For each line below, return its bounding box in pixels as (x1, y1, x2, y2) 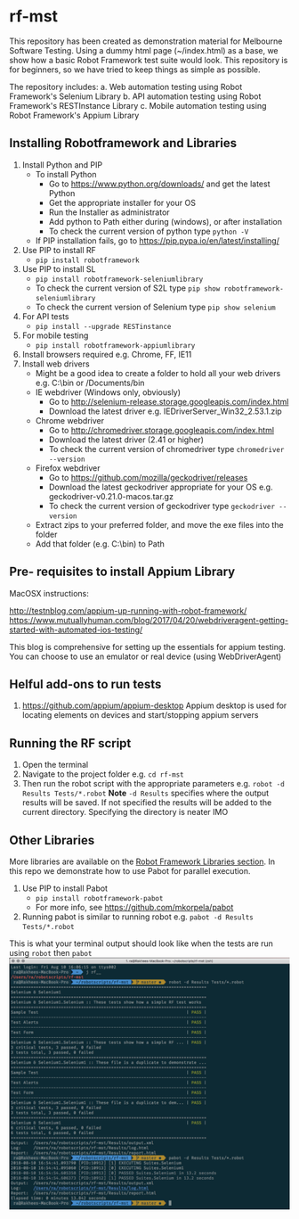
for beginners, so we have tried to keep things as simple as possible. (9, 64, 261, 75)
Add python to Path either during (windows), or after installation (48, 216, 283, 227)
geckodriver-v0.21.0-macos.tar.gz (48, 490, 174, 501)
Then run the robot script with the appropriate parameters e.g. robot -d (21, 778, 285, 789)
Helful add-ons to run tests (9, 676, 162, 692)
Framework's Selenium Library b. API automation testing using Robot (9, 91, 262, 102)
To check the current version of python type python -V (48, 226, 249, 236)
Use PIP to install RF (21, 244, 96, 255)
